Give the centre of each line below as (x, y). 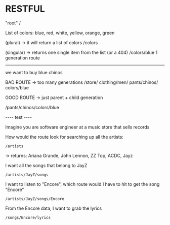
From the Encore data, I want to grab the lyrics (54, 208)
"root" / (13, 23)
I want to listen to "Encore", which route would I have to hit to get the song (82, 184)
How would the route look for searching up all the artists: (65, 137)
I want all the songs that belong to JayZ (46, 165)
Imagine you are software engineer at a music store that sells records (77, 127)
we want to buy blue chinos (34, 72)
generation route (23, 58)
